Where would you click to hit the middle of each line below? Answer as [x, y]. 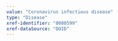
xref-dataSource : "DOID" [38, 29]
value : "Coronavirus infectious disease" [60, 12]
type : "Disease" [27, 17]
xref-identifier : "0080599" [42, 23]
